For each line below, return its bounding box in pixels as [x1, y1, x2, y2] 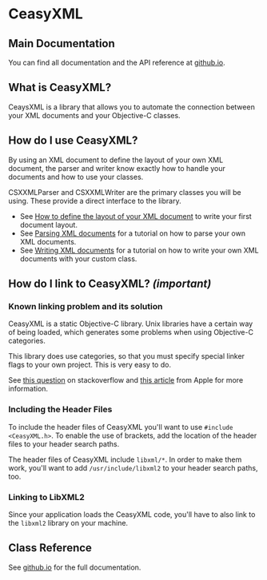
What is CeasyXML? [8, 81, 112, 94]
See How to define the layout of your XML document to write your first [19, 211, 252, 220]
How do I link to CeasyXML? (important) [8, 277, 212, 291]
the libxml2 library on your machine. [8, 518, 129, 527]
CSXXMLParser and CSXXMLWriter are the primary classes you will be [8, 187, 241, 197]
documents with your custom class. [19, 253, 137, 264]
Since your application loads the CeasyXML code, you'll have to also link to [8, 509, 256, 519]
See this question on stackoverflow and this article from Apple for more [8, 375, 244, 385]
